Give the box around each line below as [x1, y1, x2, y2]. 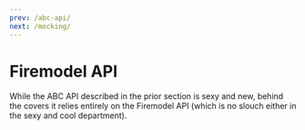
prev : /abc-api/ [9, 13, 71, 23]
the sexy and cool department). [9, 110, 127, 121]
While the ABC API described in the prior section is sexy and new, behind [9, 91, 284, 102]
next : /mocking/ [9, 22, 71, 31]
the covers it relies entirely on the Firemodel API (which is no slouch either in [9, 101, 297, 112]
